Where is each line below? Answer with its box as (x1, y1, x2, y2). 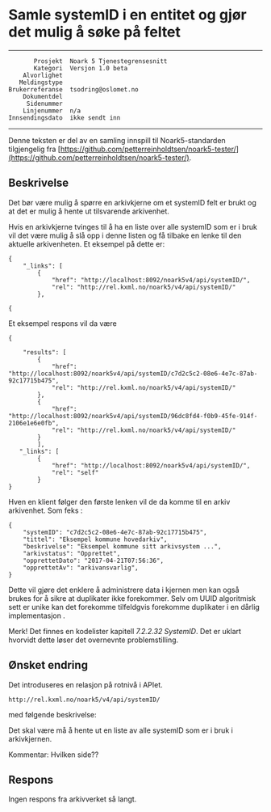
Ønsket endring (8, 658, 89, 672)
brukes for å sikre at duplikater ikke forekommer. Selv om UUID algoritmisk (8, 593, 256, 603)
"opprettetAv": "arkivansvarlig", (23, 564, 139, 572)
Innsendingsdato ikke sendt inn (8, 113, 121, 122)
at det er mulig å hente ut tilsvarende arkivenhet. (8, 206, 169, 216)
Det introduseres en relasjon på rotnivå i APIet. (8, 679, 163, 689)
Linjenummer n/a (23, 107, 81, 115)
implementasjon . (8, 611, 66, 620)
